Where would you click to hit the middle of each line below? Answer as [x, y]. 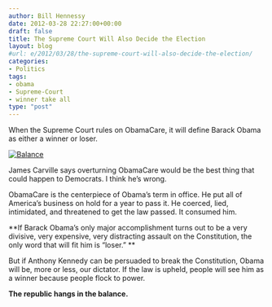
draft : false [31, 31]
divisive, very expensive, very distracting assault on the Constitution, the [130, 236]
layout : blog [31, 46]
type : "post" [31, 107]
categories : [29, 62]
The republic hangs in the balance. [68, 294]
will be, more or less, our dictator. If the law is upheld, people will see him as [136, 270]
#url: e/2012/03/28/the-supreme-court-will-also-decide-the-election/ [131, 54]
